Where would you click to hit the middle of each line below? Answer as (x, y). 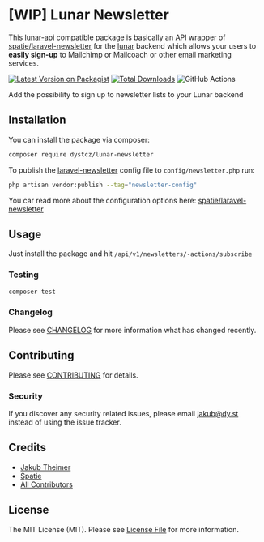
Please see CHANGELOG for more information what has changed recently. (132, 330)
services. (23, 63)
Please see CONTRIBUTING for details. (74, 375)
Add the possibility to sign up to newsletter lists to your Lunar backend (126, 94)
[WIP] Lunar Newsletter (89, 15)
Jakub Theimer (45, 467)
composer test (32, 292)
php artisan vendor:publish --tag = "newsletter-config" (103, 185)
